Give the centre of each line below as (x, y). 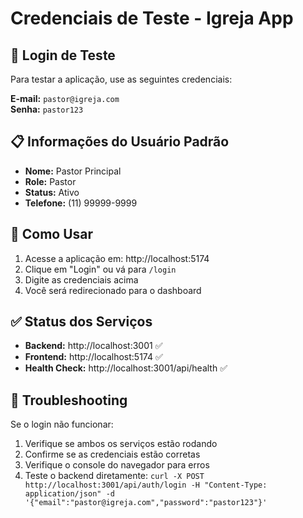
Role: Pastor (50, 181)
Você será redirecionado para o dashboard (113, 290)
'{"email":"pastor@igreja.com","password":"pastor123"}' (146, 503)
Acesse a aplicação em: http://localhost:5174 (117, 258)
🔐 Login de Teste (63, 55)
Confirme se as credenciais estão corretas (112, 454)
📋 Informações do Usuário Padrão (120, 142)
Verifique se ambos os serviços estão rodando (121, 444)
